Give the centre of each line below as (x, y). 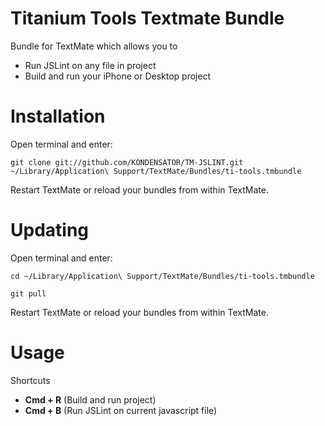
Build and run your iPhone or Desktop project (118, 76)
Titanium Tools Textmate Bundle (147, 18)
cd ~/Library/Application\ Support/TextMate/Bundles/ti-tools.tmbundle (162, 276)
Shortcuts (30, 380)
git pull (28, 293)
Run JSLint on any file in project (90, 65)
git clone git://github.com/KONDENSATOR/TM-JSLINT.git (127, 162)
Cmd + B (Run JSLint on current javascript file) (121, 410)
